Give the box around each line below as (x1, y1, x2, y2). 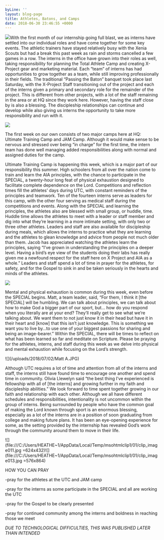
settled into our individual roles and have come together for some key (5, 40, 145, 46)
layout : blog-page (5, 12, 42, 17)
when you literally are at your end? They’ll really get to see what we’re (5, 310, 145, 316)
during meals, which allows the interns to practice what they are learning (5, 229, 151, 235)
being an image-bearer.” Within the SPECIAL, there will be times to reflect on (5, 331, 159, 337)
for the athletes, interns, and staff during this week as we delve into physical (5, 341, 159, 347)
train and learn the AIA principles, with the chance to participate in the (5, 172, 146, 178)
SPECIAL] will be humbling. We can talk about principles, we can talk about (5, 300, 156, 305)
